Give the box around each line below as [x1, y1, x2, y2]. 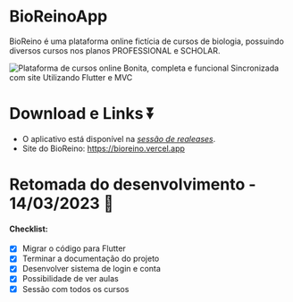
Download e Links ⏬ [9, 104, 155, 124]
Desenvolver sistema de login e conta [21, 264, 161, 274]
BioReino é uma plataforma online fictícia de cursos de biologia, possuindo [9, 36, 284, 46]
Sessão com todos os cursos [21, 283, 130, 294]
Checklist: [9, 223, 49, 234]
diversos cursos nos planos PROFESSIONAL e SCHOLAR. [9, 45, 221, 55]
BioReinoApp [9, 6, 108, 27]
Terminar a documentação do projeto [21, 253, 160, 264]
